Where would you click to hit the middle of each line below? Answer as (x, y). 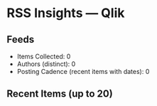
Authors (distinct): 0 (46, 64)
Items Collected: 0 (44, 56)
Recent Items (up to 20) (60, 94)
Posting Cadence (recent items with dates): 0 (83, 71)
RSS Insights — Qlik (66, 13)
